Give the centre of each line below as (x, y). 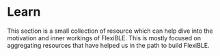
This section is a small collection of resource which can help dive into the (110, 31)
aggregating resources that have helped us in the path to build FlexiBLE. (108, 45)
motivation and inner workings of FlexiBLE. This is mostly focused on (104, 38)
